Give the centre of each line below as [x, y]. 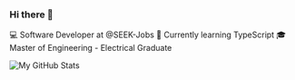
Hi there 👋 [32, 15]
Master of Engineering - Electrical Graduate [91, 48]
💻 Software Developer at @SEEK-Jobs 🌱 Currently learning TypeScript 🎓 [148, 35]
